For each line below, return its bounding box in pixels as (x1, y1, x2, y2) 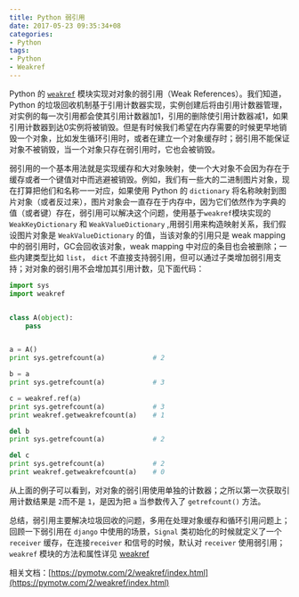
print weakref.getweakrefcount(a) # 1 (9, 411, 166, 420)
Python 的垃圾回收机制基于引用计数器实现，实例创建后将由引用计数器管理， (9, 99, 287, 110)
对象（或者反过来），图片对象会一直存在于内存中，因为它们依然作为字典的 (16, 196, 287, 207)
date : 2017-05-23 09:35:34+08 (9, 21, 122, 30)
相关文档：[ (9, 567, 52, 577)
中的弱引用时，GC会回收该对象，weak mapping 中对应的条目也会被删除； (9, 241, 280, 251)
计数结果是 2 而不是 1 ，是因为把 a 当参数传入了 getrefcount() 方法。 (16, 495, 266, 506)
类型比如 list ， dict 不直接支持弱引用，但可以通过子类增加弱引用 (32, 251, 274, 263)
